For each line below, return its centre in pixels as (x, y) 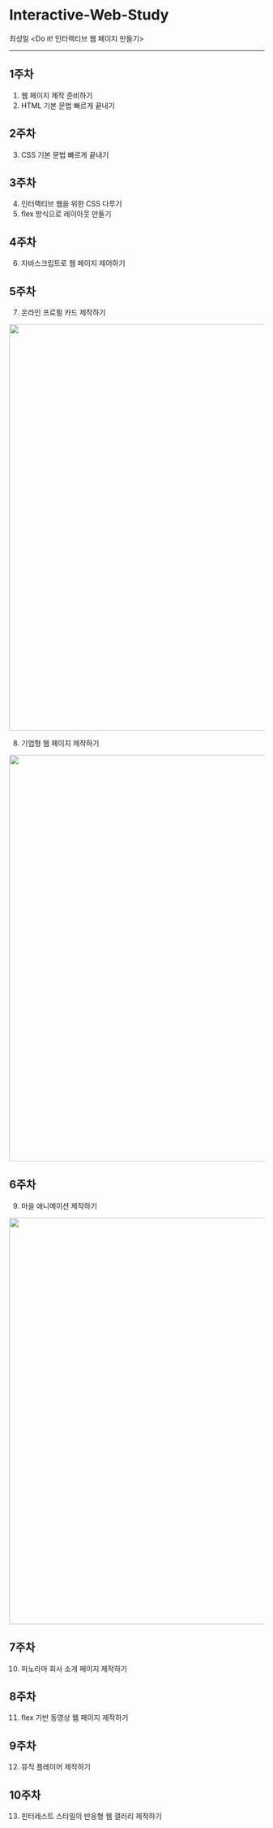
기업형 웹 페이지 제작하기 (60, 743)
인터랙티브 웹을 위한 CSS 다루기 (71, 204)
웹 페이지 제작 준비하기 (57, 95)
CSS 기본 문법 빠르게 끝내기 (65, 154)
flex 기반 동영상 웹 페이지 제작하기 (75, 1717)
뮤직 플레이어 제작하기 (56, 1767)
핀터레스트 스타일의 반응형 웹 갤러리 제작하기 (92, 1816)
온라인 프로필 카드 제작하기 (63, 312)
